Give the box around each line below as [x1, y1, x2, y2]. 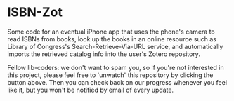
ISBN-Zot [7, 4, 63, 20]
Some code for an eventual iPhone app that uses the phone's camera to [7, 27, 216, 36]
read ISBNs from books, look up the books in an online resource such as [7, 34, 216, 43]
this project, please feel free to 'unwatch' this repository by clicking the [7, 71, 214, 79]
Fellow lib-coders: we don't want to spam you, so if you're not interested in [7, 63, 224, 72]
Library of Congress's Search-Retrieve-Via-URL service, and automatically [7, 42, 223, 50]
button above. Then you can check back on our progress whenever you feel [7, 78, 227, 86]
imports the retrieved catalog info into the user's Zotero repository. [7, 50, 200, 58]
